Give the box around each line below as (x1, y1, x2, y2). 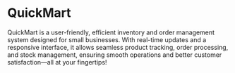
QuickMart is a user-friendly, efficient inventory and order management (7, 28, 215, 36)
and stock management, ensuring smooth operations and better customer (7, 51, 222, 59)
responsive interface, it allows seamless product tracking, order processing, (7, 43, 229, 51)
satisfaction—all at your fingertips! (7, 58, 107, 66)
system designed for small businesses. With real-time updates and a (7, 35, 207, 44)
